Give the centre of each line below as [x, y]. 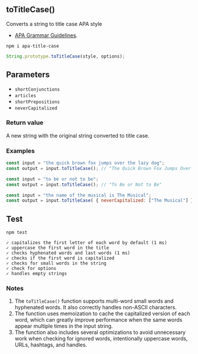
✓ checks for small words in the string [57, 263]
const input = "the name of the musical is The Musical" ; [79, 195]
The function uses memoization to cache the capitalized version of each [102, 313]
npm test [17, 233]
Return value [25, 123]
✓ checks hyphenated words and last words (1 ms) [68, 253]
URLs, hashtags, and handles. [51, 345]
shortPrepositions [37, 102]
